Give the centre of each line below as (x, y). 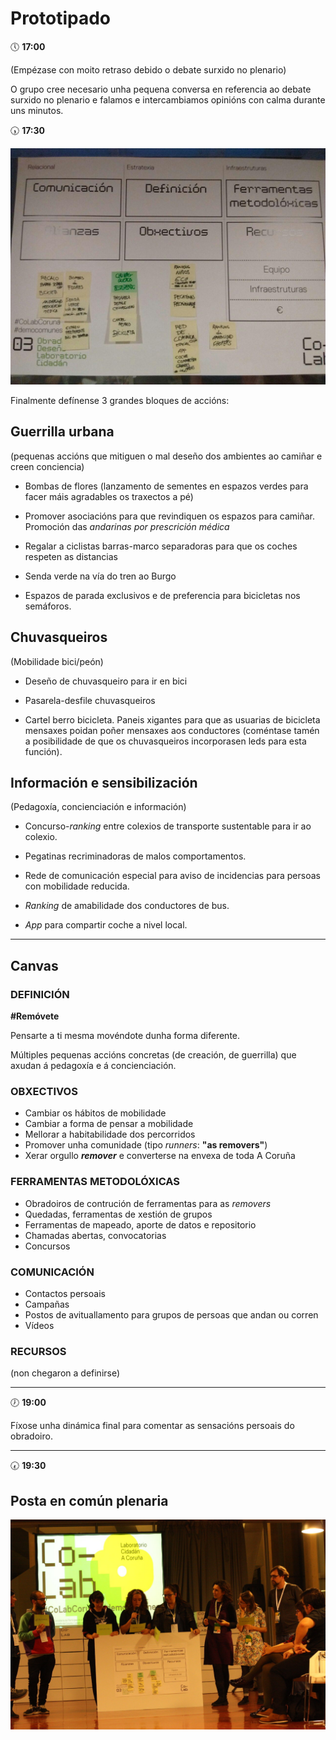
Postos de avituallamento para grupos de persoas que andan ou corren (171, 1314)
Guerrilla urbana (62, 432)
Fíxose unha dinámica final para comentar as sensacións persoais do (152, 1426)
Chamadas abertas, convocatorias (95, 1235)
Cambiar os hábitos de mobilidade (95, 1113)
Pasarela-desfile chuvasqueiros (90, 700)
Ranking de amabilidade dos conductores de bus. (127, 906)
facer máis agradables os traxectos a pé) (109, 496)
